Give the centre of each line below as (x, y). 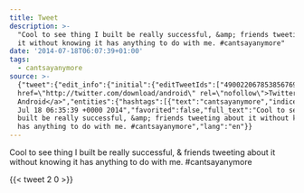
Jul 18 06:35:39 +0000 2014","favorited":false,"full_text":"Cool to (151, 110)
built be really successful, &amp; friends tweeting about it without (153, 118)
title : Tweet (34, 18)
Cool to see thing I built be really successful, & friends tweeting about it (142, 152)
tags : (19, 60)
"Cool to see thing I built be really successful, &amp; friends (143, 34)
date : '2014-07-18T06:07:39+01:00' (76, 51)
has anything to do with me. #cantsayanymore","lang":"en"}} (135, 127)
